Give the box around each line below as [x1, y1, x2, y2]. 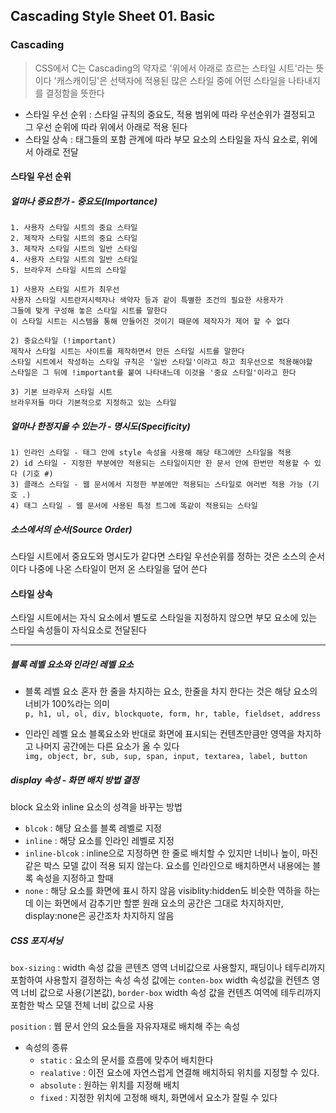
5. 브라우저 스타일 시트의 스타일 [10, 265, 127, 276]
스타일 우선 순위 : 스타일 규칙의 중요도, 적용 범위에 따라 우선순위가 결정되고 [24, 108, 316, 120]
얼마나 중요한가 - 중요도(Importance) [10, 195, 158, 207]
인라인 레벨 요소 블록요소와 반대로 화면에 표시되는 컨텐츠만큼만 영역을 [24, 728, 295, 740]
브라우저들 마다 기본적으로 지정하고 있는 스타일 [10, 398, 177, 408]
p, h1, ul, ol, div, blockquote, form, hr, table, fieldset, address [24, 709, 322, 719]
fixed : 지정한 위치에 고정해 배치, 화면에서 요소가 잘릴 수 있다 [39, 1092, 278, 1104]
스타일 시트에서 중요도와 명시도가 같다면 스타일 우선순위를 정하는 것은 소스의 [10, 550, 307, 563]
